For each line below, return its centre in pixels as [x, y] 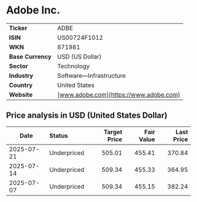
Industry [21, 76]
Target [113, 132]
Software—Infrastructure [91, 76]
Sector [18, 66]
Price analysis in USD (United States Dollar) [87, 116]
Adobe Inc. [33, 10]
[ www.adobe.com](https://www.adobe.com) [119, 94]
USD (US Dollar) [79, 56]
